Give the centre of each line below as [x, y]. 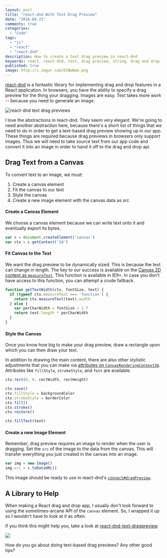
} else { [19, 304]
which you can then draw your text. [42, 350]
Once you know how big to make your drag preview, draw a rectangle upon [82, 345]
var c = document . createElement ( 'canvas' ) [50, 238]
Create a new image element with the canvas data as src [71, 200]
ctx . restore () [20, 412]
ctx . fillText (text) [25, 421]
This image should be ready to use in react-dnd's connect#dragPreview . [78, 478]
